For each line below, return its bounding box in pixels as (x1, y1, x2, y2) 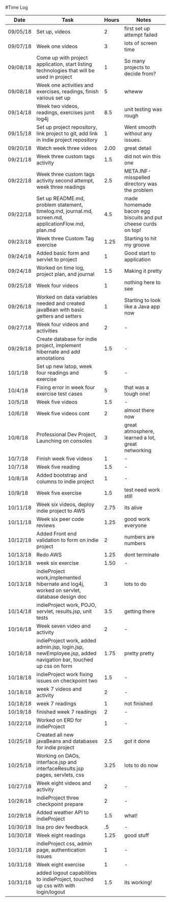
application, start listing (36, 61, 93, 68)
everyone (124, 522, 147, 529)
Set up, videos (36, 28, 71, 35)
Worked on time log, (36, 264, 85, 271)
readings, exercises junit (36, 109, 95, 116)
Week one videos (36, 43, 78, 50)
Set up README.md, (36, 195, 85, 202)
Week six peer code (36, 516, 84, 522)
